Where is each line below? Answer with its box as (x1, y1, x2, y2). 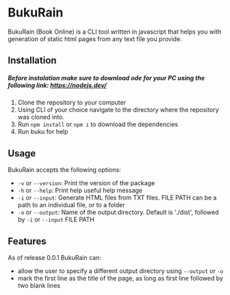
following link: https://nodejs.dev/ (8, 81, 107, 89)
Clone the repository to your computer (17, 98, 126, 107)
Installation (8, 55, 57, 67)
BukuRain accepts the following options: (8, 166, 121, 174)
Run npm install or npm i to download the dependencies (17, 120, 179, 128)
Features (8, 235, 47, 247)
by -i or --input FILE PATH (17, 215, 94, 224)
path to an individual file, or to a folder (17, 201, 125, 209)
